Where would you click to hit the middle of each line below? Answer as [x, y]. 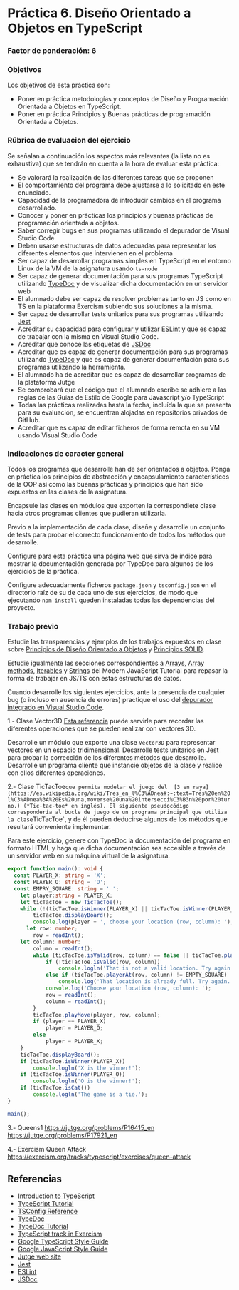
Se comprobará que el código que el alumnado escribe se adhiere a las [122, 390]
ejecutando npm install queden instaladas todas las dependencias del [111, 600]
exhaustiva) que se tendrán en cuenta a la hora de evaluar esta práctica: [113, 163]
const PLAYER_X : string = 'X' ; [60, 875]
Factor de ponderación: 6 [52, 51]
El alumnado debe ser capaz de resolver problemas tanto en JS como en [124, 298]
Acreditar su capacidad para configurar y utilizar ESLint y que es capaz [122, 329]
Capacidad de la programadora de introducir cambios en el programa [119, 200]
